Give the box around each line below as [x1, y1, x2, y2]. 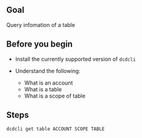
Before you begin [6, 39, 73, 50]
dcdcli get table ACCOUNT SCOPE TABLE [6, 126, 105, 132]
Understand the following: [15, 67, 80, 74]
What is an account [24, 79, 73, 86]
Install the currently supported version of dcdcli [15, 55, 136, 63]
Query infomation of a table [6, 21, 75, 28]
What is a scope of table [24, 92, 86, 99]
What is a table [24, 85, 62, 93]
